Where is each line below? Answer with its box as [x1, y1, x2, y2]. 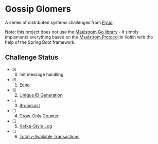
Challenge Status [5, 54, 58, 62]
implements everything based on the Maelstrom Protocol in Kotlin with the [5, 34, 153, 40]
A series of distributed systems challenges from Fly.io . [5, 19, 114, 25]
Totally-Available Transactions [19, 133, 80, 139]
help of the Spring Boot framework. [5, 39, 76, 45]
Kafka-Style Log [19, 123, 53, 129]
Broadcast [19, 102, 40, 108]
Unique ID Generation [19, 92, 63, 98]
